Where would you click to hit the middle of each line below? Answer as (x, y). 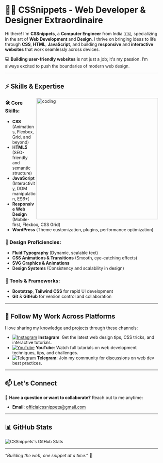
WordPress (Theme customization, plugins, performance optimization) (83, 229)
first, (17, 224)
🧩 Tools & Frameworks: (33, 281)
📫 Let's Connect (31, 383)
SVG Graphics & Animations (41, 263)
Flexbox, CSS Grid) (41, 224)
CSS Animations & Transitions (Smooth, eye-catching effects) (74, 258)
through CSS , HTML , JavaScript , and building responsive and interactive (79, 44)
